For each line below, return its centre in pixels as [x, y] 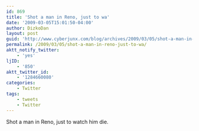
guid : [13, 39]
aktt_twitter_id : [28, 72]
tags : [13, 94]
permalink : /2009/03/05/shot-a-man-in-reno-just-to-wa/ [76, 45]
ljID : [13, 61]
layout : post [22, 34]
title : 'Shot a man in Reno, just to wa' [58, 17]
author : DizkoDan [28, 28]
